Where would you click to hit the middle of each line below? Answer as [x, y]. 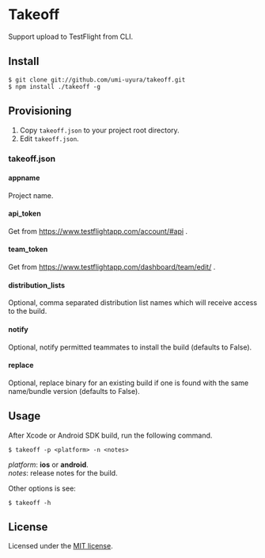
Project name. [31, 195]
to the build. [28, 311]
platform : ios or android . [48, 464]
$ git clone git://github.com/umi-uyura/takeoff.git [97, 80]
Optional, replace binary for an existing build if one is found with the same [129, 383]
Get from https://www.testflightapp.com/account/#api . [98, 231]
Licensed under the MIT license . [61, 546]
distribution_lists [37, 285]
